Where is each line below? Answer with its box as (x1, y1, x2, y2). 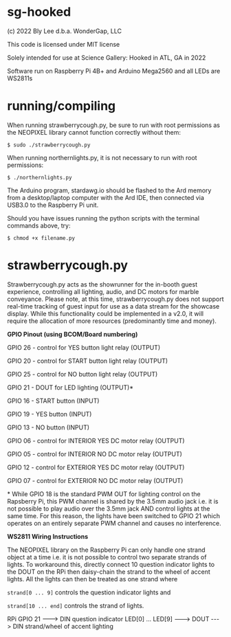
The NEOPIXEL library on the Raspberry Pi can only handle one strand (7, 546, 206, 554)
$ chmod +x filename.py (7, 234, 76, 241)
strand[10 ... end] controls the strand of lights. (7, 601, 144, 610)
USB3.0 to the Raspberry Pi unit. (7, 201, 99, 209)
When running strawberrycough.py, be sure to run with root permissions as (7, 121, 220, 129)
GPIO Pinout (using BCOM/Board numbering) (7, 330, 138, 338)
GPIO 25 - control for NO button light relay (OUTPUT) (7, 370, 158, 378)
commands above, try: (7, 221, 71, 230)
